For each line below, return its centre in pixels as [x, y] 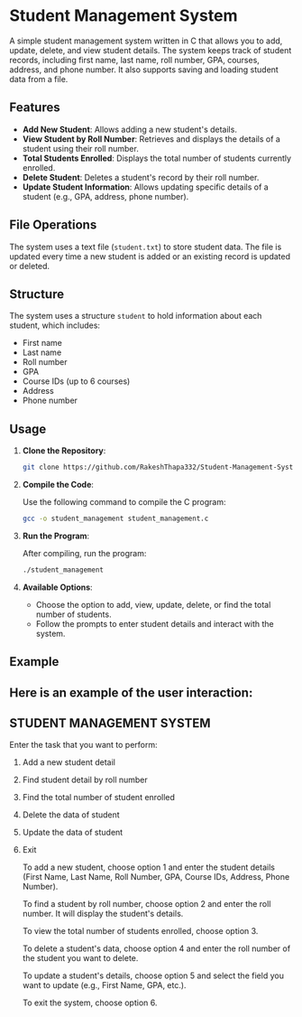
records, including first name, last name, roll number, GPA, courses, [134, 60]
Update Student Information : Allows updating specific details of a [145, 187]
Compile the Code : [58, 485]
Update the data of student [73, 833]
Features [35, 108]
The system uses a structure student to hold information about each [136, 316]
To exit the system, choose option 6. [90, 1003]
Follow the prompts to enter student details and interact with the [155, 623]
